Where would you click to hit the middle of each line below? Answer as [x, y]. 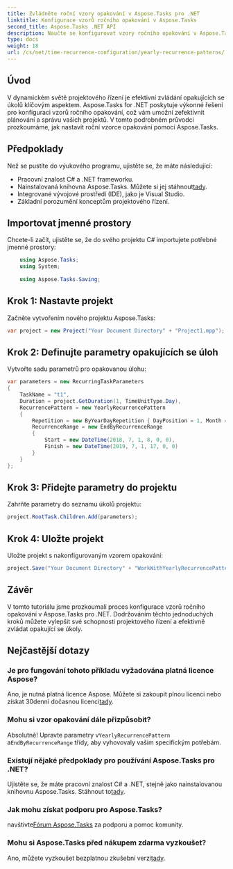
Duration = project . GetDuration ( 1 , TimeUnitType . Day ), [101, 401]
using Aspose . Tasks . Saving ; [60, 279]
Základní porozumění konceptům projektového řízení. [93, 201]
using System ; [40, 266]
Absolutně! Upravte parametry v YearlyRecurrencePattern [89, 735]
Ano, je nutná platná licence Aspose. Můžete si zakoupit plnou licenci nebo [114, 694]
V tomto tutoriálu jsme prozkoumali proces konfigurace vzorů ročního [106, 607]
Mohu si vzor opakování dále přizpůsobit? [79, 719]
